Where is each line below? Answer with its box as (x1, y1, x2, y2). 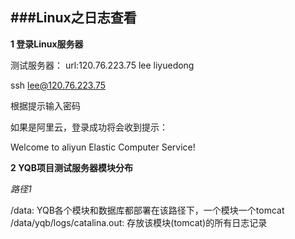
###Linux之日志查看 (10, 9, 137, 27)
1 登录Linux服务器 (10, 38, 84, 50)
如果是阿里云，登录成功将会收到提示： (10, 121, 168, 133)
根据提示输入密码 (10, 99, 81, 112)
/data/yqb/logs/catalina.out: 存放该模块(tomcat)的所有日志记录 (10, 216, 268, 228)
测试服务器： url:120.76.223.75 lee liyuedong (10, 59, 195, 71)
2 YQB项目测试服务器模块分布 (10, 161, 133, 173)
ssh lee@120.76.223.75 (10, 79, 107, 91)
